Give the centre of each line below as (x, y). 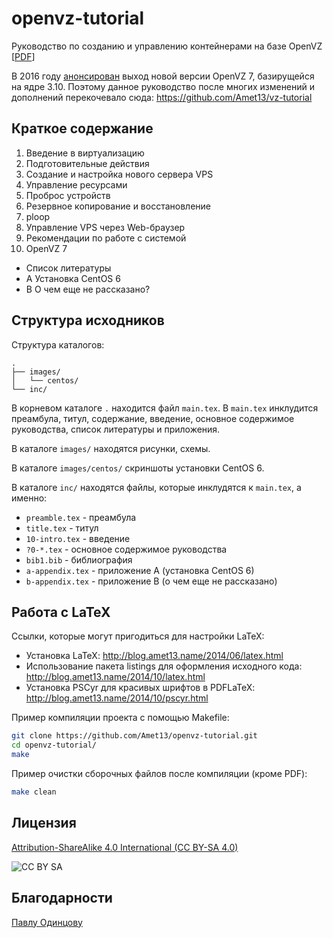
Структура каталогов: (58, 344)
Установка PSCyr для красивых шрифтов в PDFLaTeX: (140, 688)
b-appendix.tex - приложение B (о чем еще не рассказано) (151, 581)
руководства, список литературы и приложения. (116, 429)
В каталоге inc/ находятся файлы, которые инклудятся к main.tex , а (156, 487)
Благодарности (62, 898)
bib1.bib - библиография (79, 559)
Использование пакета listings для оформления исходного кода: (164, 666)
